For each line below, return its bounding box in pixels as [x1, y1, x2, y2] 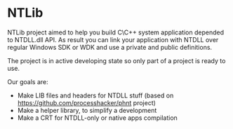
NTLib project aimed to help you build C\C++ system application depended [7, 28, 225, 36]
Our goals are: [7, 77, 48, 86]
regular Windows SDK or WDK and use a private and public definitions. [7, 43, 213, 51]
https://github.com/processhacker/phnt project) [17, 98, 157, 107]
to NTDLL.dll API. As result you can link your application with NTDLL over [7, 35, 219, 43]
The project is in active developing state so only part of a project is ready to [7, 56, 226, 64]
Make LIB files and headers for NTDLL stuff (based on [17, 91, 174, 100]
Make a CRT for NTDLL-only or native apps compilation [17, 114, 178, 122]
